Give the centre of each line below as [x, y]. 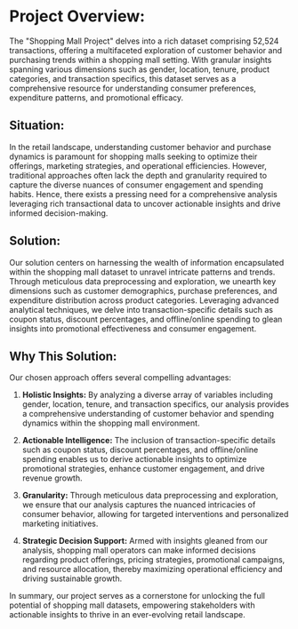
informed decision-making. [59, 213]
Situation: [37, 126]
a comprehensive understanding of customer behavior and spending [148, 414]
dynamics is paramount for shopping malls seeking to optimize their [133, 156]
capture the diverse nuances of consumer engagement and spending [137, 185]
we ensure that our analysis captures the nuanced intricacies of [139, 505]
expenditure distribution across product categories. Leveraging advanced [144, 300]
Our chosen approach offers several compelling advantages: [120, 378]
